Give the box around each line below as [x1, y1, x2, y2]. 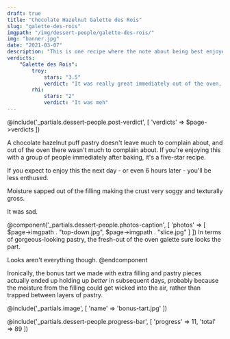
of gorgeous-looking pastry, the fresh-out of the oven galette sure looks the [7, 235, 221, 243]
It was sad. [7, 207, 38, 216]
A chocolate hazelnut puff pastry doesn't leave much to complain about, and [7, 138, 223, 147]
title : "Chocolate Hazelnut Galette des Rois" [7, 16, 142, 23]
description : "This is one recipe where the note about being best [7, 49, 204, 55]
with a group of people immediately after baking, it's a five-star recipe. [7, 153, 207, 161]
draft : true [7, 10, 41, 17]
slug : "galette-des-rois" [7, 23, 81, 29]
